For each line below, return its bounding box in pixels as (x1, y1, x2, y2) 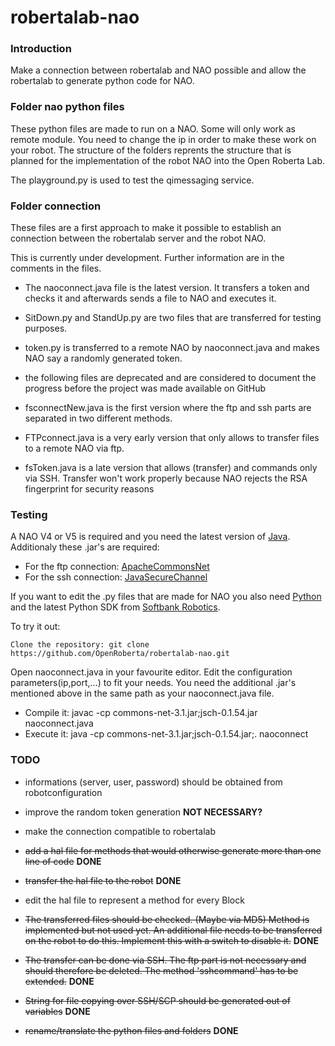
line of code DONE (24, 855, 102, 867)
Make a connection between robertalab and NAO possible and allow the (10, 64, 307, 76)
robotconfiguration (24, 786, 103, 798)
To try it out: (10, 621, 61, 633)
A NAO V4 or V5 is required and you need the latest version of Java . (10, 531, 291, 543)
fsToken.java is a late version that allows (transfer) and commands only (24, 462, 318, 474)
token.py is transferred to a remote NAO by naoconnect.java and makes (24, 342, 320, 354)
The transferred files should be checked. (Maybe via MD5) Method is (24, 913, 310, 925)
